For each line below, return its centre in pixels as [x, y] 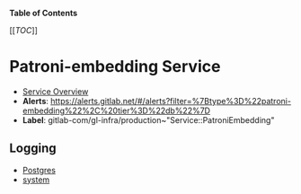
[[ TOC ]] [23, 30]
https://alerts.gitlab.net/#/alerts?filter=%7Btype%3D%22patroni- [171, 101]
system [36, 180]
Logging [33, 149]
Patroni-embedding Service [115, 67]
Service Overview [55, 91]
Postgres [39, 170]
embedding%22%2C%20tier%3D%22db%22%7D [116, 110]
